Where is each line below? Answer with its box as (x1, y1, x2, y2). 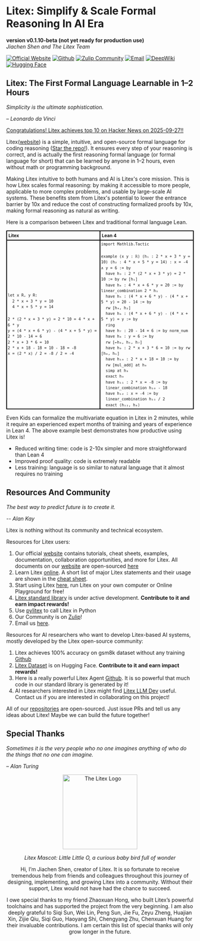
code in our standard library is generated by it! (14, 681, 129, 688)
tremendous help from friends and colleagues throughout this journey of (11, 872, 189, 879)
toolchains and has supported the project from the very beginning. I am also (7, 902, 193, 909)
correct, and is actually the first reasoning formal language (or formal (6, 151, 176, 158)
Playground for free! (14, 587, 64, 595)
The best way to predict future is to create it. (6, 503, 116, 510)
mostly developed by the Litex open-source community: (6, 637, 144, 645)
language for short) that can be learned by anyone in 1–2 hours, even (6, 157, 176, 164)
